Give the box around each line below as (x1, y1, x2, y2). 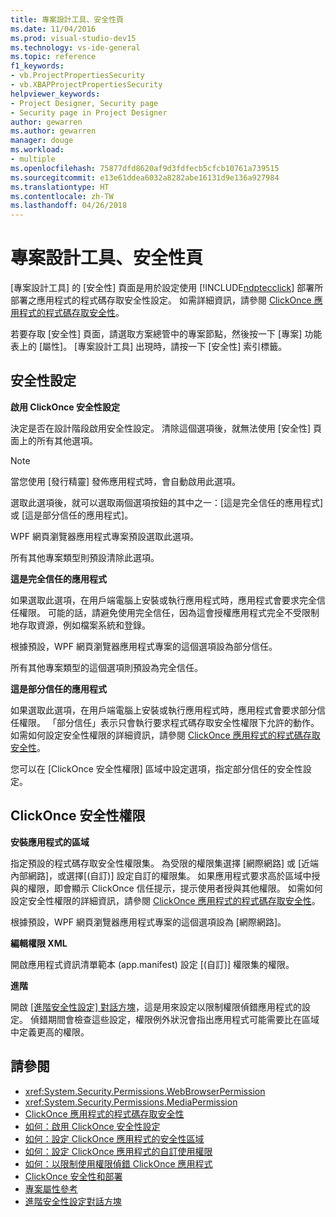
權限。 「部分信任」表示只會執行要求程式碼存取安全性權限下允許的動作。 (18, 716, 320, 728)
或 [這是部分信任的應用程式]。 (10, 509, 134, 521)
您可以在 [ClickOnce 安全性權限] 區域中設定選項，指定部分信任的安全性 (10, 762, 303, 775)
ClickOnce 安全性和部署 (24, 1170, 123, 1182)
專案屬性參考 (24, 1182, 78, 1195)
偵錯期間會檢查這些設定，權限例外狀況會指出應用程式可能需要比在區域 (29, 1013, 320, 1025)
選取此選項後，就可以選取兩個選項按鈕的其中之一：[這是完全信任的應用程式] (10, 496, 324, 508)
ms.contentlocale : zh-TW (10, 191, 114, 201)
